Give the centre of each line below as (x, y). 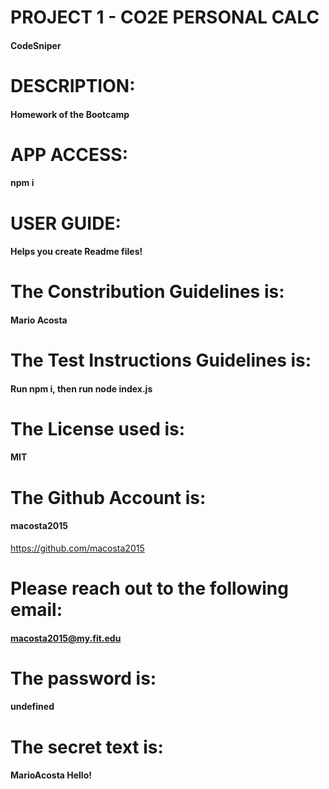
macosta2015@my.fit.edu (66, 638)
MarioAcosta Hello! (51, 775)
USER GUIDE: (66, 223)
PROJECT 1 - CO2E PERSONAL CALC (165, 17)
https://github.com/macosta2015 (77, 548)
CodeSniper (36, 45)
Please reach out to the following (149, 588)
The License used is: (98, 428)
